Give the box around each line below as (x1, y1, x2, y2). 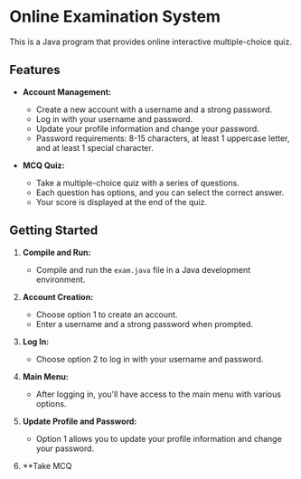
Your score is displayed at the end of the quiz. (35, 196, 208, 207)
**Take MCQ (22, 460, 72, 471)
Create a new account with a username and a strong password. (35, 104, 273, 115)
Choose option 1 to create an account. (35, 309, 178, 320)
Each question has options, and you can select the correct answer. (35, 187, 285, 198)
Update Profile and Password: (22, 416, 137, 427)
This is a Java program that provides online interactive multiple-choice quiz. (9, 36, 292, 47)
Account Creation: (22, 291, 94, 302)
